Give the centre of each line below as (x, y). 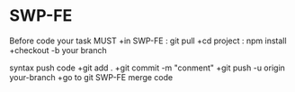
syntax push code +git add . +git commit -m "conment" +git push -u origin (147, 68)
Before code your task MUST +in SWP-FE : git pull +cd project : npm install (148, 41)
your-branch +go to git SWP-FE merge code (91, 77)
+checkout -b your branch (58, 50)
